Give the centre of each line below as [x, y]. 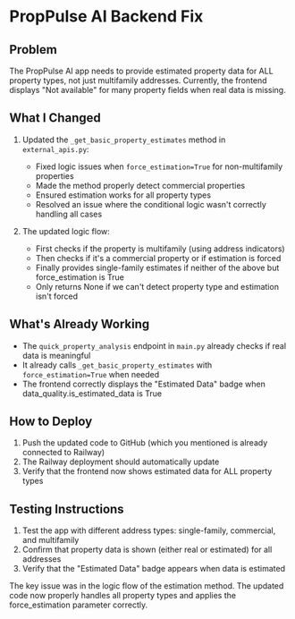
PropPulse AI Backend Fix [106, 17]
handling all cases [69, 214]
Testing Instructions [67, 509]
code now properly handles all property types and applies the [123, 596]
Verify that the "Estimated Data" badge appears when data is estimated [154, 569]
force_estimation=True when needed [91, 374]
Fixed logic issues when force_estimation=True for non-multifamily [159, 166]
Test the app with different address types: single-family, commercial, [149, 530]
